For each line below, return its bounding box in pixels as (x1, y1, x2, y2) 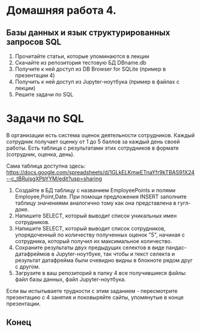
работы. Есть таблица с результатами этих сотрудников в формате (6, 144, 179, 152)
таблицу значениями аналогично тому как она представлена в (14, 199, 177, 207)
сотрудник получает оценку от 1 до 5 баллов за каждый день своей (6, 138, 180, 145)
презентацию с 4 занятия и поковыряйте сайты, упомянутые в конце (6, 293, 184, 301)
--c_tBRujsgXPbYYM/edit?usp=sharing (6, 175, 102, 182)
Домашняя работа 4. (6, 4, 117, 17)
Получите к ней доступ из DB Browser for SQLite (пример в (14, 65, 166, 72)
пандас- (166, 244, 187, 251)
